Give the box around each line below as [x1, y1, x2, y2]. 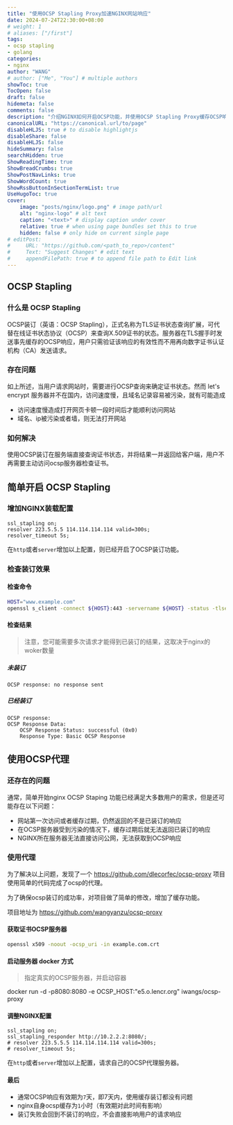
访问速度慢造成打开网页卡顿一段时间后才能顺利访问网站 [17, 405, 175, 413]
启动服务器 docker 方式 [7, 956, 74, 965]
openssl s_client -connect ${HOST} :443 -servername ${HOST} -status [7, 605, 209, 612]
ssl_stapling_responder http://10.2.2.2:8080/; [7, 1033, 148, 1040]
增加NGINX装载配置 [7, 504, 74, 513]
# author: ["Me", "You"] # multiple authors [7, 74, 138, 82]
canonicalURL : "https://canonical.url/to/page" [7, 119, 148, 127]
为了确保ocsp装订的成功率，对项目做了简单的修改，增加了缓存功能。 [7, 893, 204, 902]
